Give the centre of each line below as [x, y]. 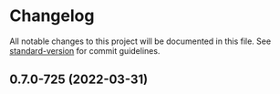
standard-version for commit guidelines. [85, 50]
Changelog [52, 16]
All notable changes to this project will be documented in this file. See [140, 41]
